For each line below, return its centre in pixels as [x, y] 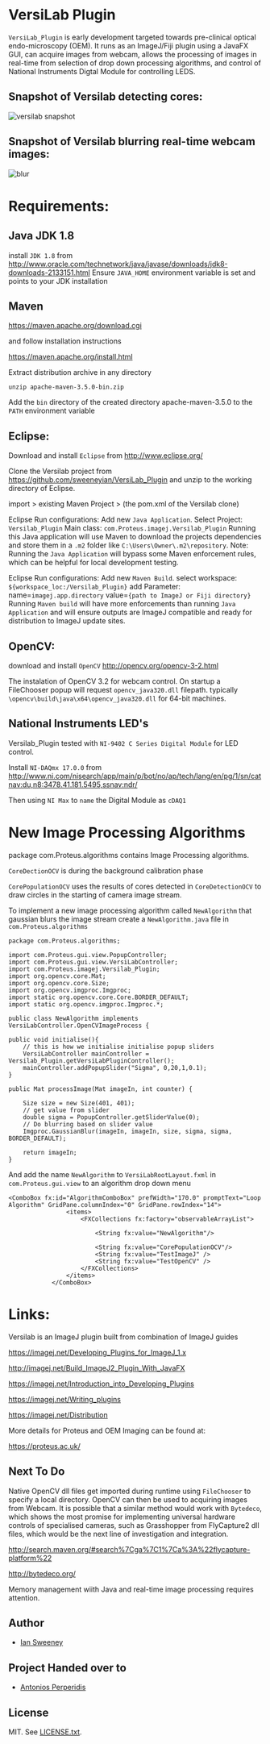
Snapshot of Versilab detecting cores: [106, 97]
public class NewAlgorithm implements [73, 1018]
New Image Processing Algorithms [127, 833]
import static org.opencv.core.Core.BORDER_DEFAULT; [99, 997]
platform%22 [30, 1558]
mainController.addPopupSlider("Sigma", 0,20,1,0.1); [115, 1068]
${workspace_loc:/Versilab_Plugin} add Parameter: [95, 587]
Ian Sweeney [42, 1642]
